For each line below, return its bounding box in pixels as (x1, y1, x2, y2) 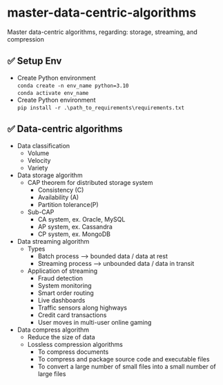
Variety (27, 163, 48, 172)
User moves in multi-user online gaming (37, 318, 152, 326)
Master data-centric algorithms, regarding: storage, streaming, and (7, 28, 198, 36)
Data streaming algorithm (17, 237, 90, 245)
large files (37, 369, 66, 378)
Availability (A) (37, 192, 79, 202)
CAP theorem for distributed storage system (27, 178, 153, 186)
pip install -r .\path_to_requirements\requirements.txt (17, 104, 185, 111)
